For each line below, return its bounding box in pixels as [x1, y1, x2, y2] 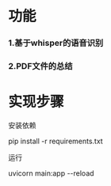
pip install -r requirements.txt [8, 136, 103, 146]
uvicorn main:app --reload [8, 168, 94, 178]
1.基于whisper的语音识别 [8, 37, 104, 48]
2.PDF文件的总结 [8, 61, 73, 72]
